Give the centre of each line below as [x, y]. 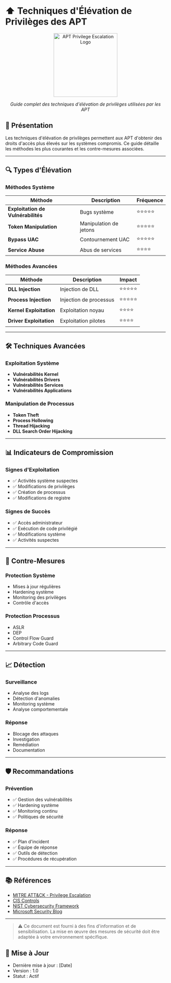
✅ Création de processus [39, 492]
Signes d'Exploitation [32, 470]
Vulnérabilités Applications [42, 391]
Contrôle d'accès [31, 603]
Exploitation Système [32, 363]
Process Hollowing [33, 420]
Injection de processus [87, 300]
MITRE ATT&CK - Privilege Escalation [52, 895]
